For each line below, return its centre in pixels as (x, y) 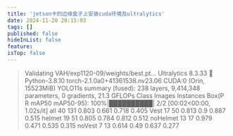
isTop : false (26, 54)
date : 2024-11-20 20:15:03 (47, 20)
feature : (20, 47)
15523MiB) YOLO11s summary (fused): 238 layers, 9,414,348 (112, 88)
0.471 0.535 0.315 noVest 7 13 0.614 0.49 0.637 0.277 (102, 125)
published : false (33, 33)
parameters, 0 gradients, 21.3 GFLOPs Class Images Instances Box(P (124, 95)
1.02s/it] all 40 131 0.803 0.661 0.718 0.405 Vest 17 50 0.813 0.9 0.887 (125, 111)
